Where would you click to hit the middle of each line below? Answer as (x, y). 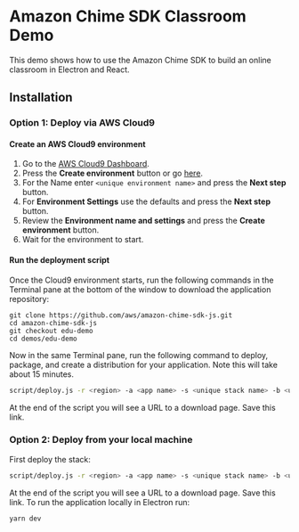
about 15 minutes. (41, 374)
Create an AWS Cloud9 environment (77, 143)
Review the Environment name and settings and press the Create (143, 221)
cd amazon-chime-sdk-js (53, 323)
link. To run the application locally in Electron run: (100, 502)
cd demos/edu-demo (43, 339)
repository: (29, 299)
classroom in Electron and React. (70, 70)
